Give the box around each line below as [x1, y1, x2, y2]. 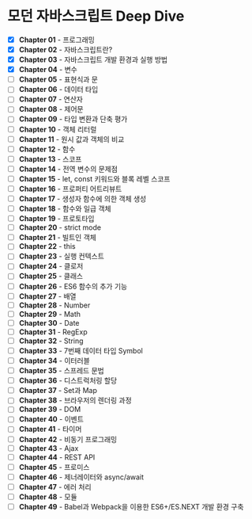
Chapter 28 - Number [18, 300, 91, 310]
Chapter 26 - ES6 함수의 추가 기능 [18, 281, 128, 291]
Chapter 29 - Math [18, 309, 81, 319]
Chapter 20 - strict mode [18, 223, 102, 232]
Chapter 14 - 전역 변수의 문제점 [18, 164, 118, 174]
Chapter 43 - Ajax [18, 443, 79, 452]
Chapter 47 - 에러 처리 [18, 482, 92, 491]
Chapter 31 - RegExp [18, 326, 88, 337]
